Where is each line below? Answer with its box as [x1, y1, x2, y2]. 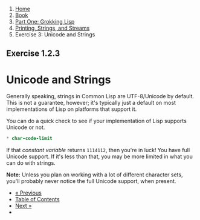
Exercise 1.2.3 [6, 48, 60, 59]
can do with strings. [6, 159, 56, 167]
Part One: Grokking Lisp [15, 18, 75, 25]
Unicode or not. [6, 124, 45, 131]
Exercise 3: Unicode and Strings [15, 31, 95, 38]
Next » [15, 202, 32, 210]
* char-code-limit [6, 136, 53, 142]
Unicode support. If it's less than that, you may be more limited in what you [6, 153, 193, 160]
